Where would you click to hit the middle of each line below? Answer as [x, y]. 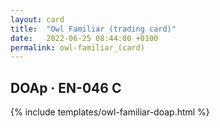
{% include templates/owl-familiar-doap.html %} [110, 112]
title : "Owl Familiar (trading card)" [93, 29]
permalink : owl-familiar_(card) [77, 47]
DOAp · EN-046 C [66, 87]
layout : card [37, 19]
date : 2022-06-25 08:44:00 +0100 [84, 38]
